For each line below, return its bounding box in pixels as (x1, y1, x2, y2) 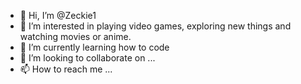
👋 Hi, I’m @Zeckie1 (19, 10, 97, 21)
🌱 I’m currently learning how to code (19, 41, 170, 53)
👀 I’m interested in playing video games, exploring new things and (19, 20, 292, 32)
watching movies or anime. (19, 31, 132, 42)
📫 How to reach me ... (19, 63, 113, 75)
